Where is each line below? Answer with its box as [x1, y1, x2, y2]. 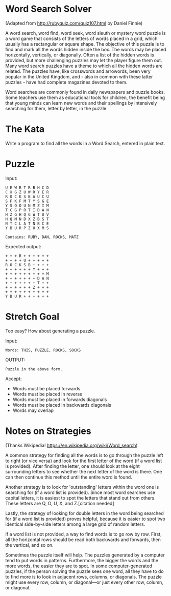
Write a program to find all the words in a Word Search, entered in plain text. [5, 140, 165, 146]
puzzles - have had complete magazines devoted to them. [5, 79, 128, 85]
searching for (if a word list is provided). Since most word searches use [5, 489, 156, 495]
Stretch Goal [5, 311, 60, 322]
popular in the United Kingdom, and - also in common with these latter [5, 73, 153, 80]
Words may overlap [12, 407, 54, 413]
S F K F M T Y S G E [5, 198, 50, 204]
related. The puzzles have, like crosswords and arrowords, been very [5, 68, 151, 74]
